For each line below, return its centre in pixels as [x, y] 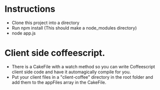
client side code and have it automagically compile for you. [71, 72]
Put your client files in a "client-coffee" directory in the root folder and [82, 77]
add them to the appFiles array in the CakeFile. [59, 82]
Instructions [30, 9]
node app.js [24, 33]
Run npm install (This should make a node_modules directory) [74, 28]
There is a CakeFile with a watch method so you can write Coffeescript [83, 66]
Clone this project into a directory [45, 23]
